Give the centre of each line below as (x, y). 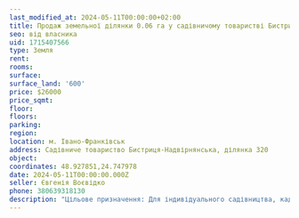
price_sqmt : (31, 100)
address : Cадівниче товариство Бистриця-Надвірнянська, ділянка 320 (139, 149)
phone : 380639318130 (48, 191)
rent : (19, 59)
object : (24, 158)
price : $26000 (36, 92)
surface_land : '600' (48, 84)
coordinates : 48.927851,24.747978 (73, 166)
